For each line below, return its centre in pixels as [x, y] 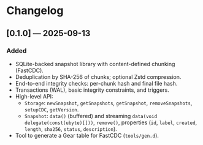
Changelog [35, 11]
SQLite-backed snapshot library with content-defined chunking [95, 64]
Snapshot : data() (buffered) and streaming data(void [91, 116]
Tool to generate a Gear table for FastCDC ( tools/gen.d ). [87, 135]
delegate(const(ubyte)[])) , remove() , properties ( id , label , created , [111, 122]
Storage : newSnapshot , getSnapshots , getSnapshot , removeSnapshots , [108, 103]
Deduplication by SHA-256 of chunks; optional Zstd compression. [98, 76]
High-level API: [34, 96]
